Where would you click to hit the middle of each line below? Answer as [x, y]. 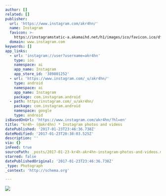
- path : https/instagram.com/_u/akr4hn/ [52, 102]
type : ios [24, 60]
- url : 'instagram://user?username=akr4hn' [55, 56]
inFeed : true [19, 148]
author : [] [16, 10]
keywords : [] [19, 46]
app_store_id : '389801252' [42, 74]
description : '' [22, 138]
